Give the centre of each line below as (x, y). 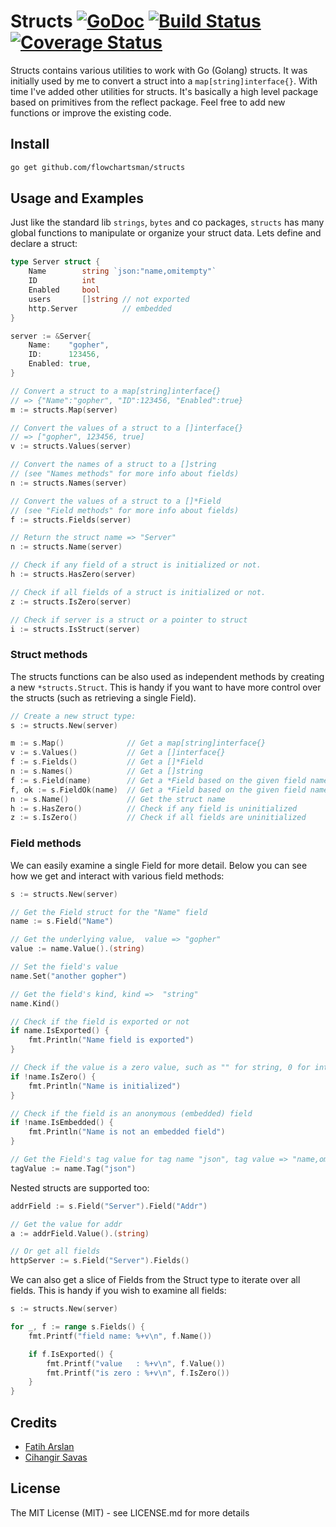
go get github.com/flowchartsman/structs (98, 167)
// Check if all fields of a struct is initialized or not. (138, 592)
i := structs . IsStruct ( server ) (75, 629)
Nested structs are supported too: (80, 1187)
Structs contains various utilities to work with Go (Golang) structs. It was (159, 70)
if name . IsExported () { (60, 1031)
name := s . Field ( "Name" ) (62, 921)
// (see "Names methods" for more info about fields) (125, 474)
